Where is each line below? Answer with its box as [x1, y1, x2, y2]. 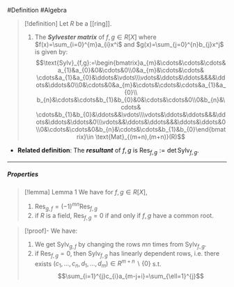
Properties [7, 170, 39, 178]
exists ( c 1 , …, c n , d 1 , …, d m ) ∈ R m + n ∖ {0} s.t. [34, 258, 162, 270]
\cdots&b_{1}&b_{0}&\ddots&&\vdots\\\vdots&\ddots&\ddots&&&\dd [36, 111, 226, 118]
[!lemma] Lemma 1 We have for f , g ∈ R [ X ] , [24, 187, 148, 196]
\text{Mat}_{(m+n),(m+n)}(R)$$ [95, 132, 186, 141]
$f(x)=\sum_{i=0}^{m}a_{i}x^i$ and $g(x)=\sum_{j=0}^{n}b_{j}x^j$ [34, 40, 224, 48]
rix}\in [76, 132, 94, 141]
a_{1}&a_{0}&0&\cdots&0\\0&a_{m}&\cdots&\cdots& [57, 66, 204, 74]
